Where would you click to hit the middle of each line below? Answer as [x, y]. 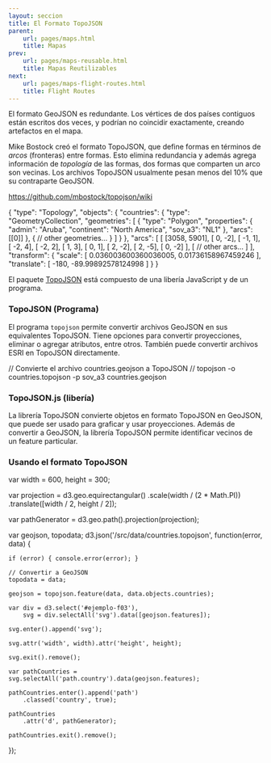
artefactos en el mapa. [46, 131]
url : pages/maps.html [59, 38]
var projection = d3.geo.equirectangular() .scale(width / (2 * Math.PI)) [125, 495]
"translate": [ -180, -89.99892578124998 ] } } [83, 264]
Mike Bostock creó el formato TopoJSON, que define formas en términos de [135, 147]
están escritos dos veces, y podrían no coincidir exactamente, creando [126, 123]
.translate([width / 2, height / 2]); [63, 504]
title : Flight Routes [59, 91]
